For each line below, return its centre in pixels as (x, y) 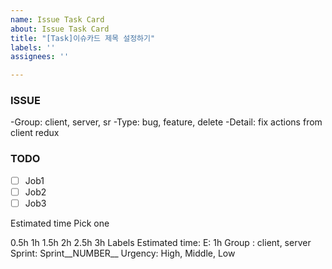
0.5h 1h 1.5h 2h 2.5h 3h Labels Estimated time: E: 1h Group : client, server (161, 242)
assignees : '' (40, 57)
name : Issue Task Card (57, 19)
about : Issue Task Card (60, 29)
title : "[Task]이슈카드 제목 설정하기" (83, 38)
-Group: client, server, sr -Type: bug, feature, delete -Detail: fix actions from (166, 122)
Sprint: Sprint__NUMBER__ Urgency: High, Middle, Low (123, 253)
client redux (35, 133)
